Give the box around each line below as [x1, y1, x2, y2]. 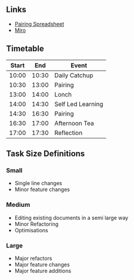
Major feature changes [14, 261, 70, 268]
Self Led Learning [54, 100, 104, 108]
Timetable [6, 44, 44, 54]
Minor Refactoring [14, 220, 59, 228]
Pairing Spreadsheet [14, 20, 65, 27]
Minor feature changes [14, 186, 71, 193]
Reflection [54, 129, 83, 137]
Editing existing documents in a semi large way [14, 214, 129, 221]
